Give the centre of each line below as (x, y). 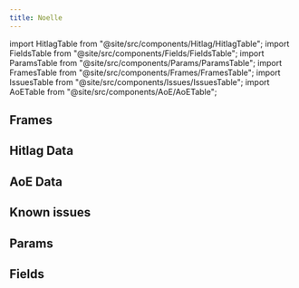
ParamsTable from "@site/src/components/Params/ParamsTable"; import (146, 62)
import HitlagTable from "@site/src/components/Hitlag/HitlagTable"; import (149, 43)
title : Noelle (36, 18)
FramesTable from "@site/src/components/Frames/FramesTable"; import (145, 72)
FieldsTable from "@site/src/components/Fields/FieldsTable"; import (137, 53)
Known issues (50, 212)
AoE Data (36, 182)
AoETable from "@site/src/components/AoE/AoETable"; (113, 91)
